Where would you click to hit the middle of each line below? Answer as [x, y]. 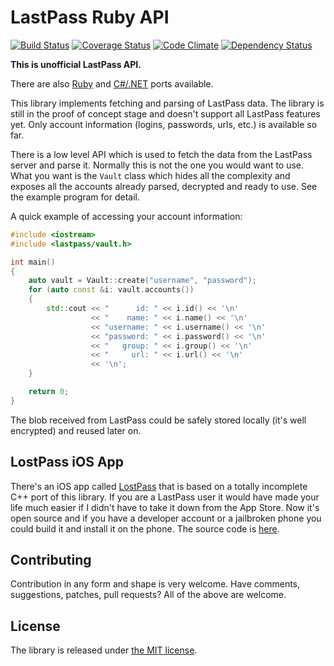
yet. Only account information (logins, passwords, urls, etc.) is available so [164, 124]
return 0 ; [49, 392]
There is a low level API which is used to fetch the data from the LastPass [161, 154]
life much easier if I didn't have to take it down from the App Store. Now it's [165, 507]
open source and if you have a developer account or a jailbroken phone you [166, 518]
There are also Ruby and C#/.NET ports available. [112, 83]
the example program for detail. [75, 197]
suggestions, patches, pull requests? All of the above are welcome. [148, 595]
